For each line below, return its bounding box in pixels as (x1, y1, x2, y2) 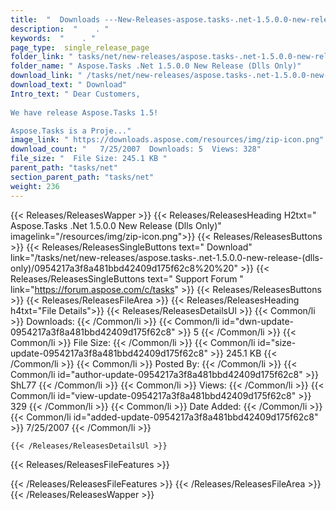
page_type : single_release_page (10, 42, 150, 53)
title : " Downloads (10, 14, 101, 25)
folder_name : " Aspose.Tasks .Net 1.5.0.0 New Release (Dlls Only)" (10, 61, 302, 71)
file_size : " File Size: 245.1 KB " (10, 154, 168, 164)
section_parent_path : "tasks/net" (10, 172, 155, 182)
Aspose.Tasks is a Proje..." (10, 126, 132, 136)
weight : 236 (10, 181, 60, 191)
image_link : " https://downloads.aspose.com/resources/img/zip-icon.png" (10, 135, 325, 145)
